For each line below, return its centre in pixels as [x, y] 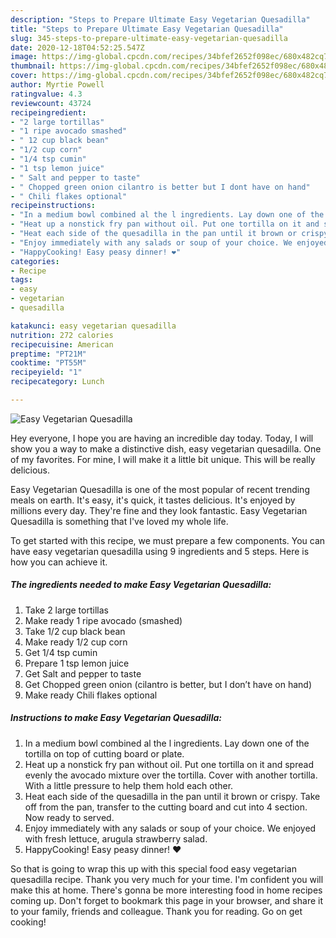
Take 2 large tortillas [66, 610]
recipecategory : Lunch [57, 382]
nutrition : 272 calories [62, 335]
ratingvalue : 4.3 [46, 94]
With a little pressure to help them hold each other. [129, 785]
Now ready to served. [69, 817]
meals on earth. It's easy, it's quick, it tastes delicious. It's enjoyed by [153, 500]
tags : [21, 280]
